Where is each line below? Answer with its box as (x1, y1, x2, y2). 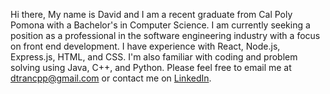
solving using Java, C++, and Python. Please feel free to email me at (10, 62, 292, 73)
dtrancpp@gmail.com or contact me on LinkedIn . (10, 72, 212, 84)
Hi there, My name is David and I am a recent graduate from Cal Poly (10, 9, 293, 20)
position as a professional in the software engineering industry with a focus (10, 30, 321, 41)
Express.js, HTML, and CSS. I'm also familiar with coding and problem (10, 51, 298, 63)
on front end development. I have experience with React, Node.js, (10, 40, 281, 52)
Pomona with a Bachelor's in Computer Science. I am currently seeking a (10, 19, 311, 31)
